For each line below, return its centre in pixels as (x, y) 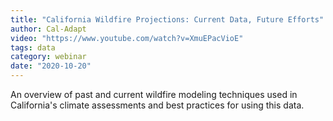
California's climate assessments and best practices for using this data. (157, 105)
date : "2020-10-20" (51, 66)
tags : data (33, 47)
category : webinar (48, 57)
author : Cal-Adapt (48, 29)
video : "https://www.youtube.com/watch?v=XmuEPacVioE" (127, 38)
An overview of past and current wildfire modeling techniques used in (154, 94)
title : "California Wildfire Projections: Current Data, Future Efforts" (167, 19)
